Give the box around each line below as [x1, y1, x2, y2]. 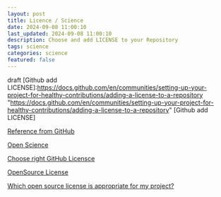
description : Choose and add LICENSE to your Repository [7, 37, 179, 44]
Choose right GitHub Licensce [7, 154, 95, 162]
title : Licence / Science [7, 17, 83, 24]
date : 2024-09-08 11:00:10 [7, 23, 87, 30]
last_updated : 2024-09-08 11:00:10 [7, 30, 112, 37]
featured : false [7, 56, 55, 64]
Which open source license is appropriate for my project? [7, 181, 174, 190]
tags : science [7, 43, 49, 50]
